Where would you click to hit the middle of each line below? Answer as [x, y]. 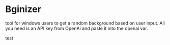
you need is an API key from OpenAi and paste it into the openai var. [77, 28]
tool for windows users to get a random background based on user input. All [85, 23]
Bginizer [23, 9]
